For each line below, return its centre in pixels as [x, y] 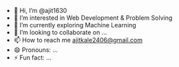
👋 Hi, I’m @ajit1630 [40, 11]
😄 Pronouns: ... [36, 50]
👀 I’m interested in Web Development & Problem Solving [93, 18]
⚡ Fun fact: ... [32, 57]
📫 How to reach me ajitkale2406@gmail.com [78, 40]
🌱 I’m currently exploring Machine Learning [75, 25]
